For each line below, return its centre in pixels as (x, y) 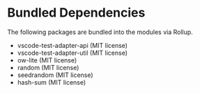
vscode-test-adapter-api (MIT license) (72, 45)
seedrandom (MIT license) (55, 75)
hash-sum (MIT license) (52, 82)
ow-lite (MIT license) (47, 60)
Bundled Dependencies (76, 13)
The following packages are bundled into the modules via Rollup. (100, 32)
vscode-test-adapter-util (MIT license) (72, 53)
